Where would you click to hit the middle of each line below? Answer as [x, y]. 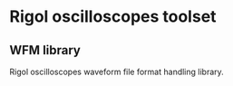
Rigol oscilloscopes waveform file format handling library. [116, 72]
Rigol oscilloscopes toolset [113, 17]
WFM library [45, 50]
